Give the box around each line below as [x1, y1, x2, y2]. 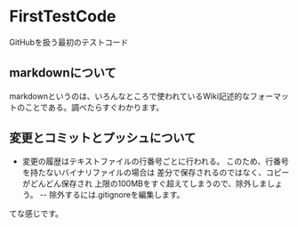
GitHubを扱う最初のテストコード [9, 36, 129, 47]
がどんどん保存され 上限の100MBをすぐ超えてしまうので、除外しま [21, 178, 268, 189]
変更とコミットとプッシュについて [9, 131, 197, 146]
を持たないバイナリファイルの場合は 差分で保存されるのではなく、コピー [21, 166, 290, 177]
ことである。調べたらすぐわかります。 [24, 101, 165, 112]
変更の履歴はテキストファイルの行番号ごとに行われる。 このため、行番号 [21, 156, 289, 166]
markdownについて [9, 65, 117, 81]
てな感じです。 [9, 207, 64, 219]
